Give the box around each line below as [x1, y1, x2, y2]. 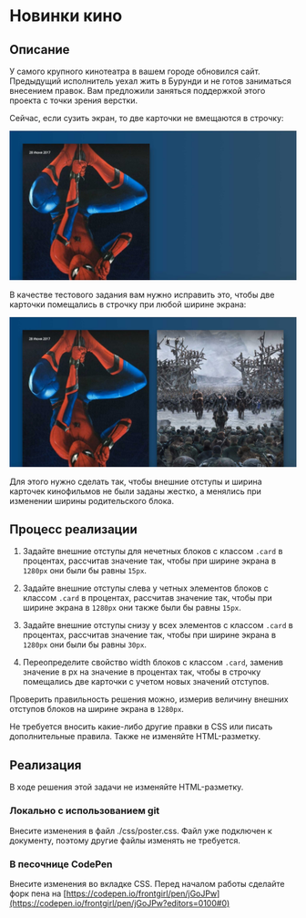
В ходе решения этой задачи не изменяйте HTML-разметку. [9, 781, 244, 793]
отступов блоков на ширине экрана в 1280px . [9, 704, 185, 715]
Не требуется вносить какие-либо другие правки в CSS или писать [9, 721, 273, 732]
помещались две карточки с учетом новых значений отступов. [22, 676, 270, 687]
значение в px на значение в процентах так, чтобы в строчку [22, 666, 261, 677]
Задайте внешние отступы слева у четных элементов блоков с [22, 583, 269, 593]
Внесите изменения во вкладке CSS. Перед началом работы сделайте [9, 878, 285, 889]
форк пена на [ [9, 888, 66, 899]
